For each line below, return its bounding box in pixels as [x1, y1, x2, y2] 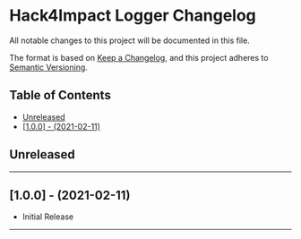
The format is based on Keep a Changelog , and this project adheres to [9, 52, 269, 63]
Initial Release [21, 211, 74, 222]
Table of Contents [9, 88, 112, 103]
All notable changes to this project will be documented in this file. [9, 35, 251, 46]
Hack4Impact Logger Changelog [9, 5, 257, 26]
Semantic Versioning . [9, 62, 88, 73]
